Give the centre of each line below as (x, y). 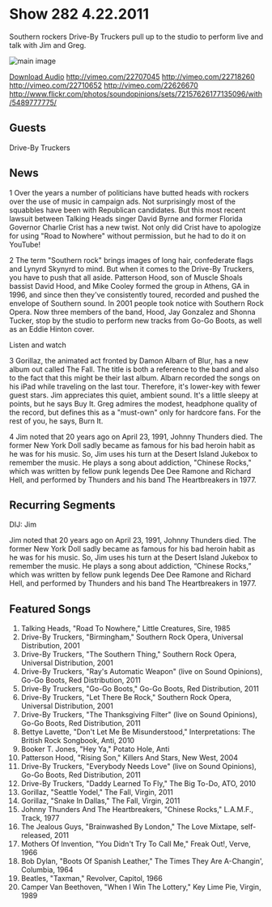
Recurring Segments (62, 505)
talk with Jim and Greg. (48, 45)
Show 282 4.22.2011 (79, 14)
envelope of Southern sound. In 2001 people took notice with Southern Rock (136, 303)
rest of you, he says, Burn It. (56, 421)
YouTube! (25, 244)
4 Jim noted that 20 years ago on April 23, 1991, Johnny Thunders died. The (136, 436)
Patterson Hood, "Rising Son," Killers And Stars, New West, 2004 (129, 758)
